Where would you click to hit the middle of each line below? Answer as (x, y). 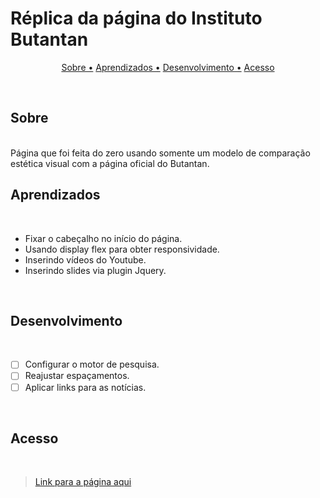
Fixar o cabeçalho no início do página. (103, 238)
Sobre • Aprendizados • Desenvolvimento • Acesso (168, 67)
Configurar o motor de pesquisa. (92, 364)
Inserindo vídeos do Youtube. (85, 259)
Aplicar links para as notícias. (85, 387)
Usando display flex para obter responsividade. (122, 249)
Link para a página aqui (83, 482)
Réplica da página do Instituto (136, 18)
